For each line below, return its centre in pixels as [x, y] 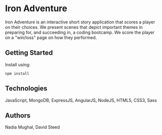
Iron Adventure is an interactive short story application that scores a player [80, 22]
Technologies [26, 88]
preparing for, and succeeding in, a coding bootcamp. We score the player [80, 32]
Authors [18, 115]
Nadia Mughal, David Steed [32, 127]
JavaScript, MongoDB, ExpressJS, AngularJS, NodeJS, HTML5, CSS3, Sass [81, 100]
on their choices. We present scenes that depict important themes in [74, 27]
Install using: [18, 64]
